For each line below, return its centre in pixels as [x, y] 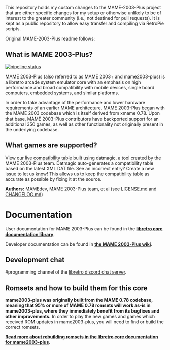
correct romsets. [23, 327]
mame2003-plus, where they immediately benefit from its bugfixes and [82, 311]
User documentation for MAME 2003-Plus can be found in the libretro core [84, 229]
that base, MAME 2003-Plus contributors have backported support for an [82, 119]
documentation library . [30, 234]
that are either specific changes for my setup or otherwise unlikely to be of [83, 13]
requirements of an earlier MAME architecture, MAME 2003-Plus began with [85, 108]
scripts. [13, 29]
